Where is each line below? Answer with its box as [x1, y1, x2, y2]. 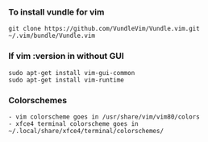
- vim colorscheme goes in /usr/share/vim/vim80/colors [8, 112, 200, 121]
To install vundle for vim [8, 6, 105, 18]
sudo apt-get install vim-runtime [8, 76, 125, 84]
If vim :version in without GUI [8, 51, 125, 62]
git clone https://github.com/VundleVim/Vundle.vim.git [8, 25, 200, 33]
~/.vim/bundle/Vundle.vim [8, 31, 95, 40]
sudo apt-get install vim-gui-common [8, 69, 135, 77]
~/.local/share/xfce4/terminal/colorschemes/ [8, 127, 164, 135]
